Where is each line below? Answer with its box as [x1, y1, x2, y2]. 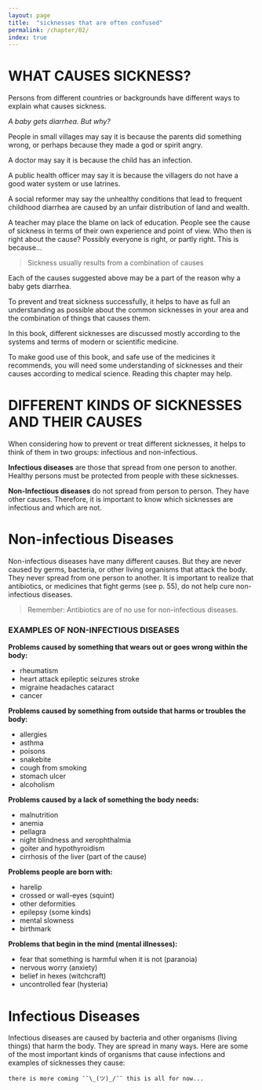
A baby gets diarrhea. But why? [8, 117, 111, 126]
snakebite [19, 755, 52, 764]
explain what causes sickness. [8, 101, 107, 111]
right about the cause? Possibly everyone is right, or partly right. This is [8, 235, 239, 244]
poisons [19, 747, 45, 756]
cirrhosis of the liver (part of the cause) [19, 852, 147, 861]
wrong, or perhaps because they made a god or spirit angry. [8, 141, 203, 150]
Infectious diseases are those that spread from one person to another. [8, 463, 237, 472]
